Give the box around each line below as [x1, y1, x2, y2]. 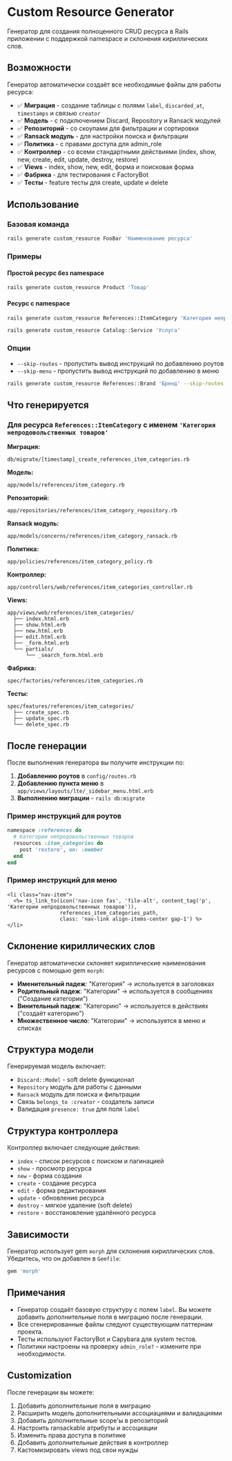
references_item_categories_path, [59, 909, 159, 916]
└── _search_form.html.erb [25, 652, 104, 659]
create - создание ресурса [17, 1179, 97, 1187]
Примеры [7, 252, 42, 261]
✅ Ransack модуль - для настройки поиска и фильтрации [17, 132, 188, 140]
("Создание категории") [17, 994, 88, 1002]
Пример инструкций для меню [7, 875, 117, 885]
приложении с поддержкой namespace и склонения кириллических [7, 34, 209, 42]
